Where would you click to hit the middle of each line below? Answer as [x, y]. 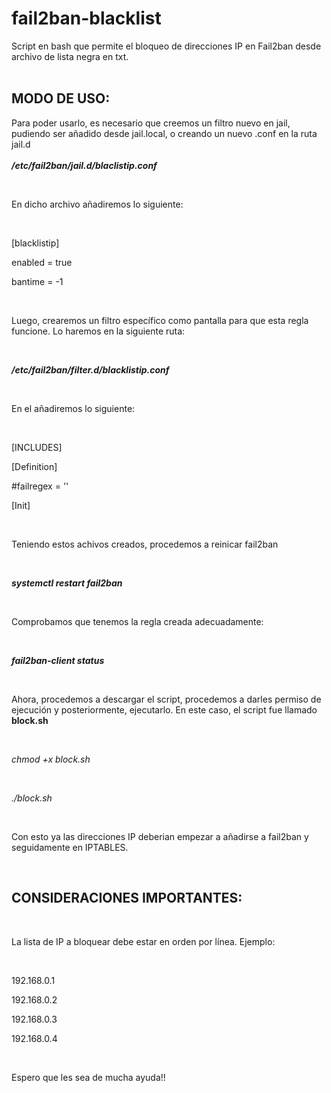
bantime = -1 [37, 281]
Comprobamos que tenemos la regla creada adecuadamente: [137, 621]
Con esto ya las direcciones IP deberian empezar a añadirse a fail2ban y [160, 836]
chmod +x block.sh [51, 759]
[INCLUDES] [37, 447]
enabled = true [42, 262]
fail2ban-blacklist [86, 18]
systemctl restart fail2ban [67, 583]
